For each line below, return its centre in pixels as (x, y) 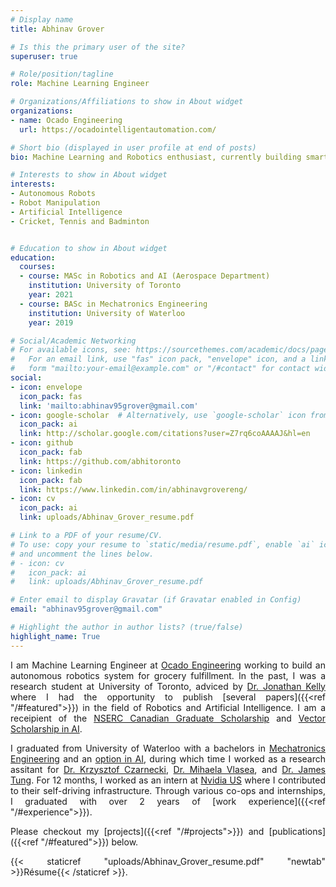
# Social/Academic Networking (73, 341)
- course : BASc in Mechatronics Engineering (113, 304)
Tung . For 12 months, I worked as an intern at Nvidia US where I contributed (168, 780)
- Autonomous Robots (53, 194)
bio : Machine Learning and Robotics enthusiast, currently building (156, 157)
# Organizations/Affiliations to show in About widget (127, 102)
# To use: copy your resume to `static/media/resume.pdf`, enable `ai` (162, 544)
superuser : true (44, 56)
